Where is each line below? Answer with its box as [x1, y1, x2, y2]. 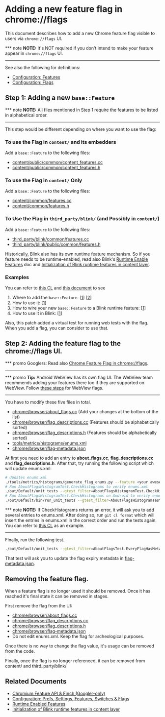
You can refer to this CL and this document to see [5, 285, 106, 291]
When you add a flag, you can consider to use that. [5, 325, 109, 331]
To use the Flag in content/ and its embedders [5, 138, 116, 145]
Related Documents [5, 677, 67, 686]
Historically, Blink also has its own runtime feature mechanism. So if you [5, 251, 151, 257]
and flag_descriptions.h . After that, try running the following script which [5, 460, 154, 466]
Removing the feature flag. [5, 575, 89, 583]
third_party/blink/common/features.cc [12, 236, 89, 242]
